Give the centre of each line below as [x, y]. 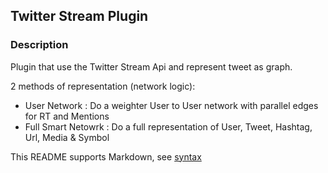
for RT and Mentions [67, 116]
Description [39, 45]
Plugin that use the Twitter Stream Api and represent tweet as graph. [151, 66]
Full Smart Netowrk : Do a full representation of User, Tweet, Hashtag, [168, 126]
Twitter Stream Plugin [79, 16]
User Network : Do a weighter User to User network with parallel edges [171, 105]
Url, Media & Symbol [67, 137]
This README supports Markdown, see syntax [106, 156]
